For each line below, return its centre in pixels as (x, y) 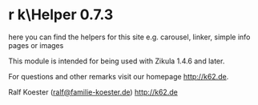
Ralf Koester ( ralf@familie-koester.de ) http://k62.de (93, 92)
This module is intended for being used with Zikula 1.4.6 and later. (117, 61)
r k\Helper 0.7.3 (61, 15)
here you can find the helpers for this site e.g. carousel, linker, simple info (129, 37)
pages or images (36, 45)
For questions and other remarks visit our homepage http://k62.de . (119, 76)
